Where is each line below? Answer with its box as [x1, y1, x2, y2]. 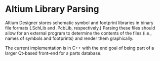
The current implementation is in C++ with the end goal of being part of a [5, 45, 154, 51]
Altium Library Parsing [5, 3, 99, 15]
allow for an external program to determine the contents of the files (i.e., [5, 30, 152, 36]
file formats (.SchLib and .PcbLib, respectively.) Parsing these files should [5, 25, 156, 30]
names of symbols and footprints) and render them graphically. [5, 35, 134, 41]
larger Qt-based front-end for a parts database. [5, 50, 102, 56]
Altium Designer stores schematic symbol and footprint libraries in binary [5, 20, 154, 26]
